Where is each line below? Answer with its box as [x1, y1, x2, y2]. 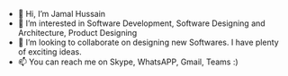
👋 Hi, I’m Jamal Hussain [17, 9, 106, 19]
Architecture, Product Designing [17, 28, 138, 38]
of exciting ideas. [17, 46, 83, 57]
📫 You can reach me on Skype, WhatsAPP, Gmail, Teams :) [17, 56, 238, 67]
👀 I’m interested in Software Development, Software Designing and [17, 18, 265, 29]
